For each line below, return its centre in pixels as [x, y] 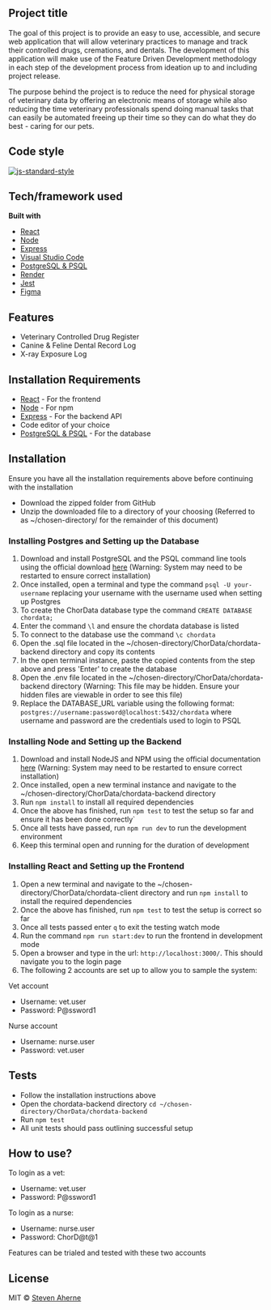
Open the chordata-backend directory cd [88, 1103]
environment [41, 837]
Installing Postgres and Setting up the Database [104, 540]
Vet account [29, 986]
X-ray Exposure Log [53, 354]
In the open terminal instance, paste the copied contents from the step [138, 660]
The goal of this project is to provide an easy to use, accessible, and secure [134, 32]
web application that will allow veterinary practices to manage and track [128, 41]
